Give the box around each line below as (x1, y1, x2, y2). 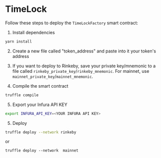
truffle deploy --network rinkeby (5, 130, 77, 135)
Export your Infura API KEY (12, 102, 68, 107)
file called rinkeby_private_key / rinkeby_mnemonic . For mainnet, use (12, 68, 150, 74)
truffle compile (5, 93, 39, 98)
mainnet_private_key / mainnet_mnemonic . (12, 73, 93, 79)
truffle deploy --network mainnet (5, 148, 79, 153)
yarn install (5, 39, 32, 44)
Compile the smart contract (12, 83, 68, 89)
